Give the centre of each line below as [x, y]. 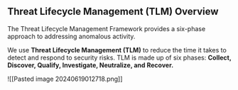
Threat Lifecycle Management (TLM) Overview [113, 12]
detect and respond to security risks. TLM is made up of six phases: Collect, [119, 57]
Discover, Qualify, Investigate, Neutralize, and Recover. [91, 65]
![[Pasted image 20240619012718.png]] [65, 79]
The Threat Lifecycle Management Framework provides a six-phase [107, 28]
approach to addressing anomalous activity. [71, 36]
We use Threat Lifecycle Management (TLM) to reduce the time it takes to [117, 50]
